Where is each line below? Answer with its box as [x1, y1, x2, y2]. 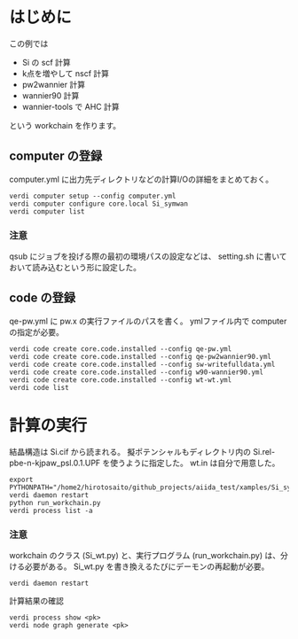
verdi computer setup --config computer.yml [9, 191, 176, 200]
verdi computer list [9, 207, 86, 216]
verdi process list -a [9, 506, 93, 515]
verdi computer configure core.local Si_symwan [9, 199, 189, 208]
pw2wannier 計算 [21, 79, 86, 90]
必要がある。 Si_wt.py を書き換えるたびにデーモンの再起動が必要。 [24, 561, 270, 572]
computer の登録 [9, 149, 103, 164]
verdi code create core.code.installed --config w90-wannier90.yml [9, 368, 264, 377]
